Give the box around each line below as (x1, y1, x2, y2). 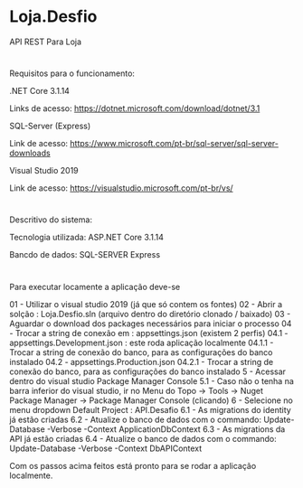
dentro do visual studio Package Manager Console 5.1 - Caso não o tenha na (9, 375, 294, 386)
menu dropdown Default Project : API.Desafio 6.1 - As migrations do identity (9, 404, 291, 415)
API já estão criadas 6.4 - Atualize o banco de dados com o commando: (9, 433, 278, 444)
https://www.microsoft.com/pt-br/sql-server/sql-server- (70, 138, 279, 149)
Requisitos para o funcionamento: (9, 68, 136, 79)
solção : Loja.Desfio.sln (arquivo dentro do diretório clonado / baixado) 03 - (9, 308, 291, 319)
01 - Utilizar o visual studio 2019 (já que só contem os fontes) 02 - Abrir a (9, 298, 283, 309)
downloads (9, 147, 52, 159)
